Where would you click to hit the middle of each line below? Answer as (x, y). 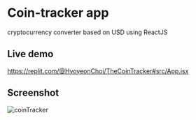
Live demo (30, 54)
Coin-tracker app (58, 13)
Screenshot (33, 93)
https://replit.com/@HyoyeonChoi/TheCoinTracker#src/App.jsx (98, 70)
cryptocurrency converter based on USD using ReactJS (87, 32)
